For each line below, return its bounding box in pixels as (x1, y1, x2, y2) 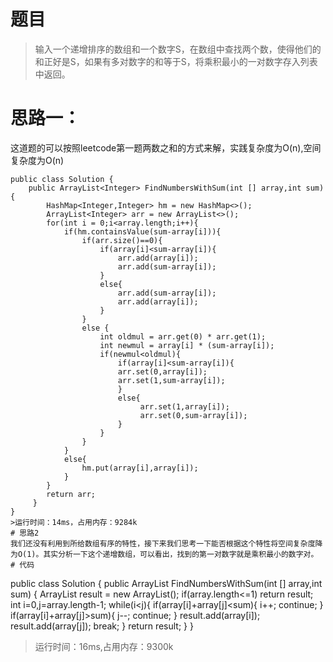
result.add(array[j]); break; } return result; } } (10, 620, 194, 632)
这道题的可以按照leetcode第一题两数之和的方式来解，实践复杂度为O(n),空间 (10, 141, 322, 154)
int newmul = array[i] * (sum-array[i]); (99, 340, 275, 350)
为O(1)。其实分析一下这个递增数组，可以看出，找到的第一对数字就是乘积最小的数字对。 (10, 549, 319, 559)
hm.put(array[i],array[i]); (81, 463, 199, 473)
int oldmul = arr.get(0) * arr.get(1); (99, 331, 267, 342)
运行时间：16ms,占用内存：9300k (34, 640, 174, 652)
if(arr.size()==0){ (81, 235, 163, 245)
